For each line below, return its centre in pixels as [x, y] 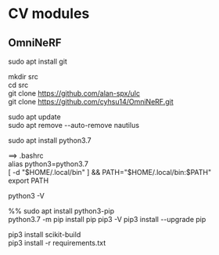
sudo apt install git [38, 61]
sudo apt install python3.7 [50, 140]
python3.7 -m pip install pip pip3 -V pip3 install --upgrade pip [107, 219]
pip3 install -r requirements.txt [57, 243]
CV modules [49, 14]
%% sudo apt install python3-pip [61, 211]
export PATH [29, 180]
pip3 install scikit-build [45, 235]
